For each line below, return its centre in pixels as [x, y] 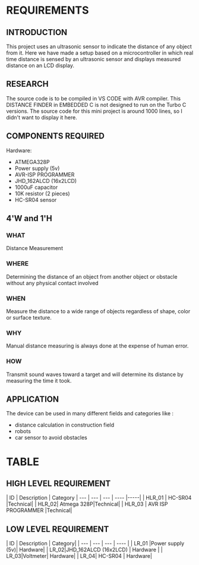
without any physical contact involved [53, 283]
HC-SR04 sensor [36, 200]
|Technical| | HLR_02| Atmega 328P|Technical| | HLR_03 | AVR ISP [87, 504]
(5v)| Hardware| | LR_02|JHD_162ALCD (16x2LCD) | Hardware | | [85, 550]
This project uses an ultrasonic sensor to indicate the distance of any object [99, 46]
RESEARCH [27, 84]
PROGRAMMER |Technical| [39, 510]
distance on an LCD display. [40, 65]
